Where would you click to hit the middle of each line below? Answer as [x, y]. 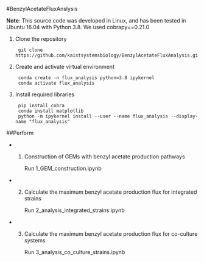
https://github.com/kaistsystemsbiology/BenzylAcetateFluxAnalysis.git [108, 55]
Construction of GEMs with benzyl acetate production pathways [104, 157]
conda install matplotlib [51, 111]
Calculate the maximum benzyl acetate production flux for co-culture [111, 234]
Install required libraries [45, 94]
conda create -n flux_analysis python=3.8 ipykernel [86, 78]
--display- [184, 116]
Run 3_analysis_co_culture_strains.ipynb [75, 252]
